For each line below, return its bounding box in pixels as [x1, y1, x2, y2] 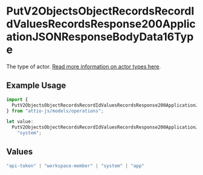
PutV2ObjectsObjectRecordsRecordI [6, 4, 195, 18]
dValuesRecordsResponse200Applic [6, 17, 196, 31]
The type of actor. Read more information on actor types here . [6, 62, 161, 70]
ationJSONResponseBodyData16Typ [6, 30, 194, 44]
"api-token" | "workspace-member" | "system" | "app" [6, 162, 145, 169]
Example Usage [6, 81, 66, 91]
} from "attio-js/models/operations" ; [6, 108, 104, 114]
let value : [6, 119, 34, 125]
